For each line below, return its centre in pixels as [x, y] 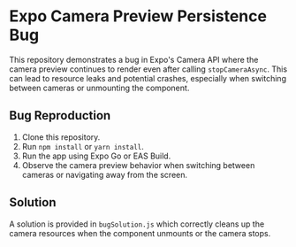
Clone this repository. [61, 137]
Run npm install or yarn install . [83, 146]
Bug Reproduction [60, 116]
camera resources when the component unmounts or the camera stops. [140, 233]
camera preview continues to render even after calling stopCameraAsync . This [148, 69]
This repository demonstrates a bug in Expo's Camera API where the [134, 59]
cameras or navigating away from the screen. [105, 174]
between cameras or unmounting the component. [99, 88]
